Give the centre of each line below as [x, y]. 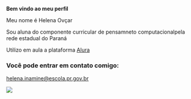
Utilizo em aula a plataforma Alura [48, 50]
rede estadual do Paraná [37, 38]
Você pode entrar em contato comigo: [62, 65]
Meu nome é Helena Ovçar [39, 20]
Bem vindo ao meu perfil [37, 9]
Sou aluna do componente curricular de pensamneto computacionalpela [95, 32]
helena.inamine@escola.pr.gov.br [47, 79]
